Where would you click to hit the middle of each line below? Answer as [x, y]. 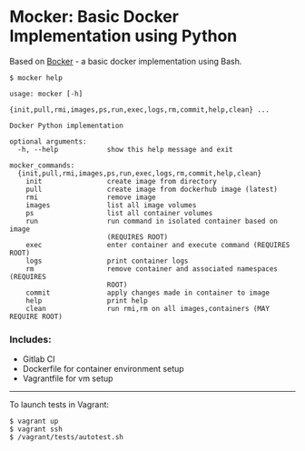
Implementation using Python [123, 36]
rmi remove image [91, 197]
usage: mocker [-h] [46, 94]
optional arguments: [49, 141]
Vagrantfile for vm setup [68, 378]
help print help [87, 301]
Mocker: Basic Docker [94, 17]
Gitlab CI [39, 359]
